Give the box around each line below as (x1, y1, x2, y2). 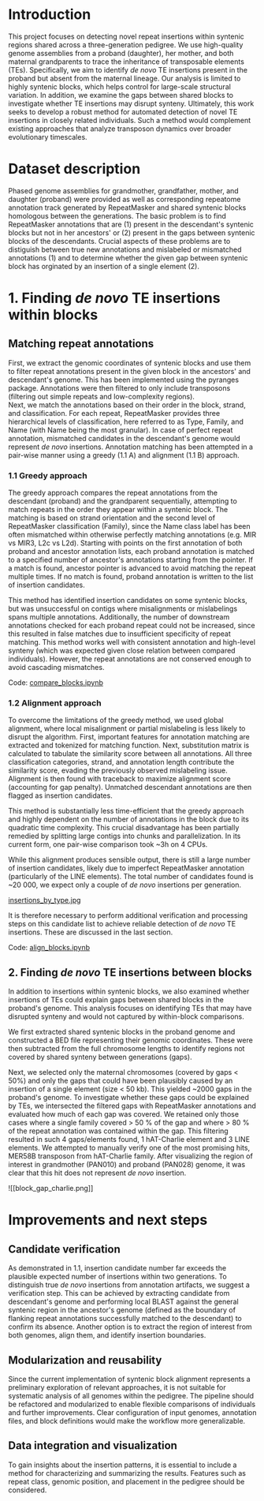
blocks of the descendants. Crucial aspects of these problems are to (8, 236, 231, 245)
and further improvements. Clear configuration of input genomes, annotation (8, 1408, 257, 1417)
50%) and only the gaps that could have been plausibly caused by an (8, 1076, 233, 1086)
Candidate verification (8, 1242, 121, 1256)
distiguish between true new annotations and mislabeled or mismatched (8, 245, 242, 254)
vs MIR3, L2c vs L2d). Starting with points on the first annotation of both (8, 538, 243, 548)
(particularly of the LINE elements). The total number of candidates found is (8, 872, 254, 882)
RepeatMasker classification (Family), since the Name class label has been (8, 522, 251, 531)
